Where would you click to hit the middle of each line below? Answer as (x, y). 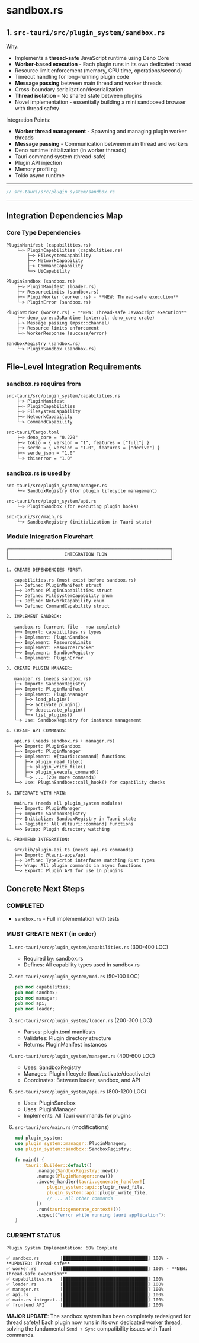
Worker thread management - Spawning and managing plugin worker (100, 131)
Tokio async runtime (40, 175)
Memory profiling (36, 169)
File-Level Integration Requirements (74, 367)
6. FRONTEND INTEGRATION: (38, 840)
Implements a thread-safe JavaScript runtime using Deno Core (92, 58)
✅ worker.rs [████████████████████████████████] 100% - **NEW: (97, 1269)
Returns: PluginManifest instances (65, 1045)
